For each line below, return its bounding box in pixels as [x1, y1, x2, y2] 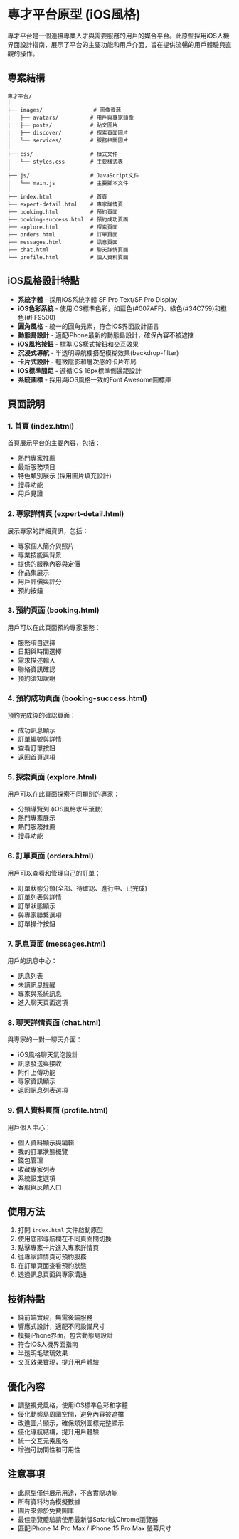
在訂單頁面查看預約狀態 [17, 1261, 87, 1270]
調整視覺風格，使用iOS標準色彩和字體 [17, 1401, 128, 1409]
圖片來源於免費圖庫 [17, 1506, 75, 1515]
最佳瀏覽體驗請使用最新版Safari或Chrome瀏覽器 [17, 1515, 159, 1523]
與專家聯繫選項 [17, 910, 62, 919]
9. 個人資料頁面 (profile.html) [7, 1105, 109, 1115]
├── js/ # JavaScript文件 [7, 172, 139, 179]
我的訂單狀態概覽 [17, 1147, 68, 1155]
